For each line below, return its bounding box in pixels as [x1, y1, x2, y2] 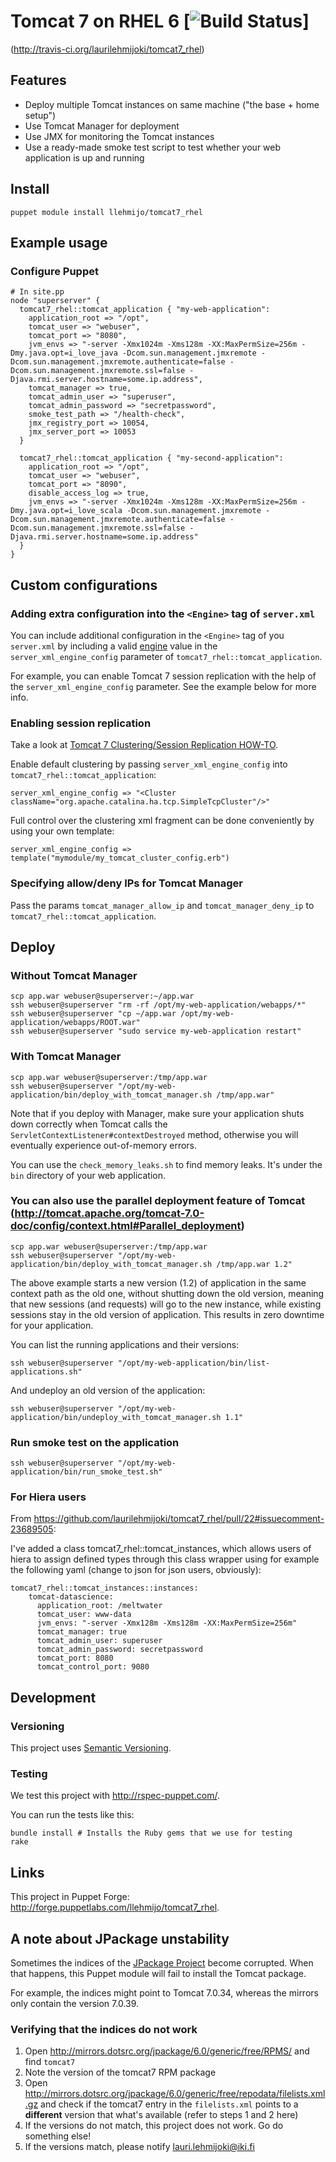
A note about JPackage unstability [10, 1930, 230, 1947]
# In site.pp [10, 287, 65, 297]
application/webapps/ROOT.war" [10, 1018, 141, 1028]
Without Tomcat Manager [10, 968, 138, 982]
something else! [24, 2130, 92, 2142]
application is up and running [24, 151, 145, 164]
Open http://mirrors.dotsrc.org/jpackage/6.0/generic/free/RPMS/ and [24, 2045, 310, 2057]
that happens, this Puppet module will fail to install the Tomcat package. [10, 1968, 307, 1980]
